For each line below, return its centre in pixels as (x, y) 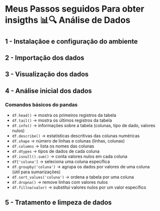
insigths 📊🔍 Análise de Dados (68, 20)
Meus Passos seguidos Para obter (75, 9)
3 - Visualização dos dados (47, 74)
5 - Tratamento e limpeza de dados (58, 203)
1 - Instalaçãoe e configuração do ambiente (71, 41)
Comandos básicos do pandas (41, 104)
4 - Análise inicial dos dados (49, 91)
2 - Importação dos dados (45, 57)
